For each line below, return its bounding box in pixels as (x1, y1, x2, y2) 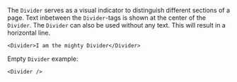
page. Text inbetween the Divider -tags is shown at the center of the (7, 13, 207, 22)
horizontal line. (7, 28, 51, 37)
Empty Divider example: (7, 54, 79, 63)
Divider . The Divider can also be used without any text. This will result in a (7, 21, 226, 29)
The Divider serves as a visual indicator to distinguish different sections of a (7, 6, 231, 14)
